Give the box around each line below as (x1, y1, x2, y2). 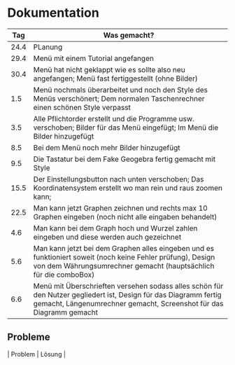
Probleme (7, 331, 50, 343)
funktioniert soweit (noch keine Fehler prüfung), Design (33, 252, 215, 262)
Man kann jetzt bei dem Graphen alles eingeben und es (33, 243, 215, 253)
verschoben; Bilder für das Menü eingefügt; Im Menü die (33, 123, 219, 132)
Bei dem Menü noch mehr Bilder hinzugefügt (33, 142, 180, 152)
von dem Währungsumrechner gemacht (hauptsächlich (33, 261, 215, 270)
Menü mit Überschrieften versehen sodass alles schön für (33, 281, 224, 291)
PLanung (33, 42, 63, 52)
